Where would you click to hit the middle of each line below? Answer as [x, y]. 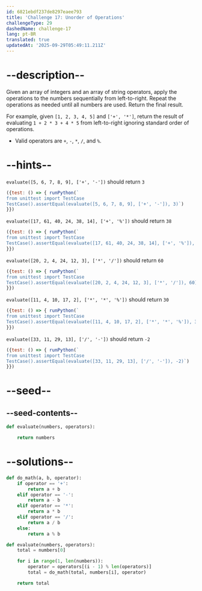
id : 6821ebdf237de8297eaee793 [44, 12]
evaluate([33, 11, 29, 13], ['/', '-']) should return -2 [78, 339]
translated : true [28, 40]
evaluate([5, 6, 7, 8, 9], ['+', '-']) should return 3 [75, 182]
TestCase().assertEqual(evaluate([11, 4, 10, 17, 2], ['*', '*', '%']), [99, 322]
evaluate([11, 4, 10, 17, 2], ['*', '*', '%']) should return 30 [88, 300]
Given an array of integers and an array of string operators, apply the [92, 91]
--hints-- [29, 165]
